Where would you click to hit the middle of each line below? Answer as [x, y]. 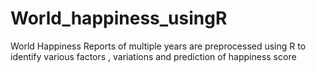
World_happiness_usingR [119, 18]
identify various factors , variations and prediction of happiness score [153, 56]
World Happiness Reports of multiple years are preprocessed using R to [158, 46]
